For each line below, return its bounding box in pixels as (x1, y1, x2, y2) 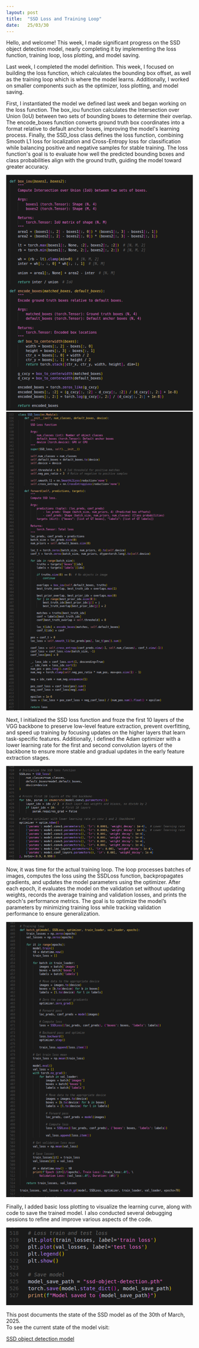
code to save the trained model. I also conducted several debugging (6, 1210, 173, 1217)
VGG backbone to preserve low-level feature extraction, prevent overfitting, (6, 722, 191, 730)
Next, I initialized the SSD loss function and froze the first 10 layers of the (6, 716, 184, 723)
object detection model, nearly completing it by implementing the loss (6, 45, 176, 53)
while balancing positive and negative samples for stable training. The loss (6, 144, 188, 151)
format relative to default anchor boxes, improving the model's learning (6, 125, 179, 132)
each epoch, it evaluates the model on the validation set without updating (6, 885, 185, 892)
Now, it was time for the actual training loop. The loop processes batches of (6, 866, 191, 873)
